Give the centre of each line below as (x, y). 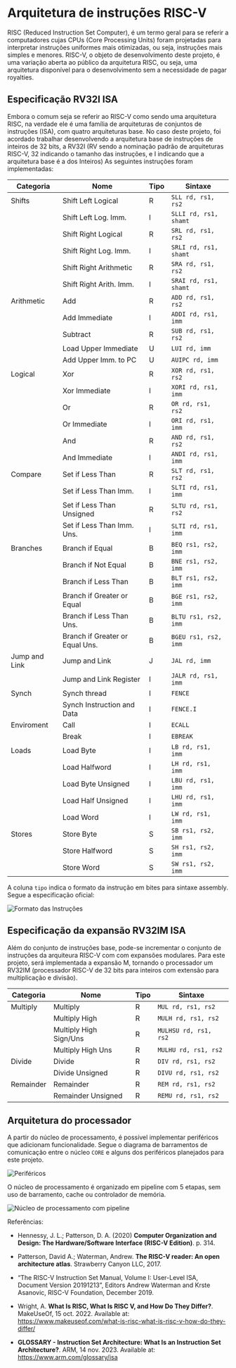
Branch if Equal (87, 548)
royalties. (20, 77)
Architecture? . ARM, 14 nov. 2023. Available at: (86, 1350)
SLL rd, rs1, (193, 197)
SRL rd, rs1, (193, 230)
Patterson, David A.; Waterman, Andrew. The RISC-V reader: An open (118, 1257)
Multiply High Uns (83, 1050)
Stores (22, 834)
